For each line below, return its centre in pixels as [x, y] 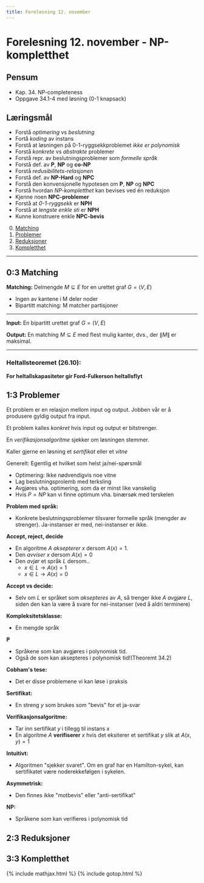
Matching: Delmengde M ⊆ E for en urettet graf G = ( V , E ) [79, 287]
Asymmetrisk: [25, 784]
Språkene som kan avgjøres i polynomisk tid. [71, 652]
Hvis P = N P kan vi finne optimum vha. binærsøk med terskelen [94, 494]
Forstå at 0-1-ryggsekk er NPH [53, 203]
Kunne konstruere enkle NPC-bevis [59, 216]
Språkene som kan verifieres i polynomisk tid [71, 819]
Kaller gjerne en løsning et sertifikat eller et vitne [67, 452]
